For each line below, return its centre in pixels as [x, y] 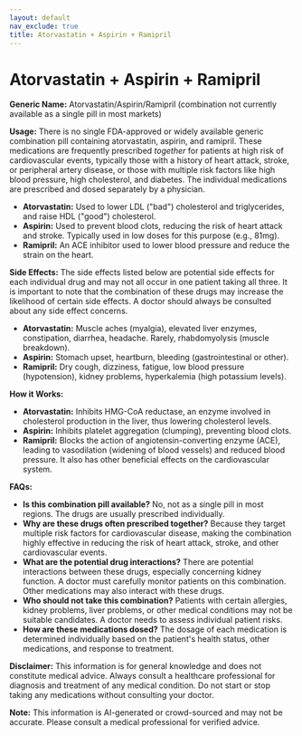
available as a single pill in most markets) [86, 114]
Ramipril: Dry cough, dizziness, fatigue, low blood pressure [133, 367]
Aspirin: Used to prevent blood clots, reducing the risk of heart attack [152, 226]
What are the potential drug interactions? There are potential [138, 562]
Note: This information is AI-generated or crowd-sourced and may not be [146, 712]
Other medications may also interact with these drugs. [123, 591]
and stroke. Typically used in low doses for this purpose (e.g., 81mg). [151, 235]
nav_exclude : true [44, 26]
